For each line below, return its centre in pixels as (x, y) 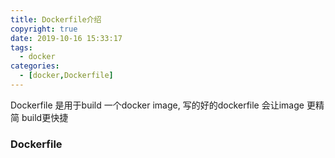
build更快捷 (45, 117)
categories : (35, 66)
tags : (21, 47)
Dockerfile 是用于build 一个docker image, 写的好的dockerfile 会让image (157, 105)
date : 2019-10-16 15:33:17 (66, 38)
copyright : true (44, 29)
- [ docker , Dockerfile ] (66, 76)
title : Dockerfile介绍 (56, 19)
